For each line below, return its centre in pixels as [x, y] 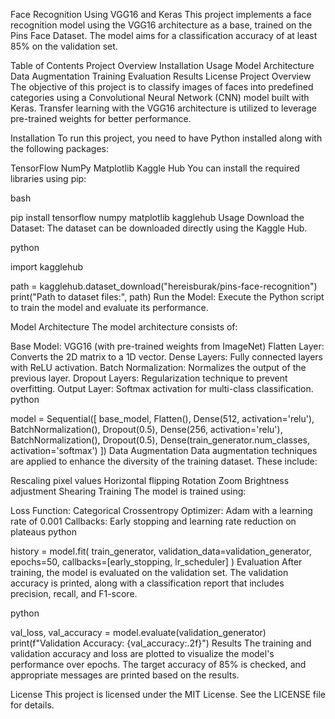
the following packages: [59, 148]
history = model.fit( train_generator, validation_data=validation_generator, [161, 551]
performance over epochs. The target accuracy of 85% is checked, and [158, 664]
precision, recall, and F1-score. [74, 593]
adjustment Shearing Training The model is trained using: [128, 491]
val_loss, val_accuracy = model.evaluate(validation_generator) [138, 632]
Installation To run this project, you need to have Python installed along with [166, 138]
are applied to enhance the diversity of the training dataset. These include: [164, 461]
